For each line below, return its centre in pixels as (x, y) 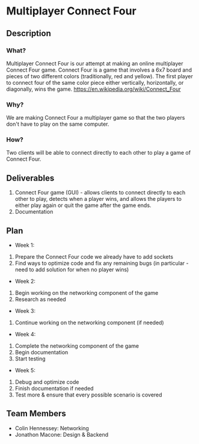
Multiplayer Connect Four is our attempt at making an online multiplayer (95, 63)
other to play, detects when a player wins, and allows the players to (98, 199)
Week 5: (25, 371)
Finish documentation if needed (54, 389)
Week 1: (25, 245)
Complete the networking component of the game (77, 346)
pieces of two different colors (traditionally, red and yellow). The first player (100, 76)
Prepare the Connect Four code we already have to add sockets (94, 257)
